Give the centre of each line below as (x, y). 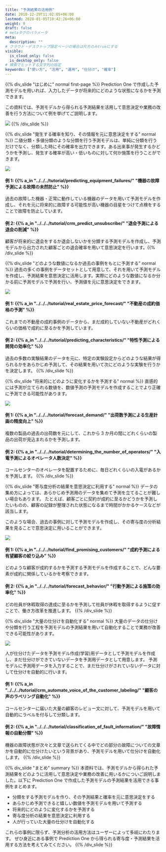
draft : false (19, 28)
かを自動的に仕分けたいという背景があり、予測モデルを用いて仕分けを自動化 (83, 751)
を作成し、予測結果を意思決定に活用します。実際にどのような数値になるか (81, 276)
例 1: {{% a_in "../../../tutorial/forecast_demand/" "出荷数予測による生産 (79, 415)
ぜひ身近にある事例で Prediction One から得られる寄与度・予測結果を (85, 839)
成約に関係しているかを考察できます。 (52, 574)
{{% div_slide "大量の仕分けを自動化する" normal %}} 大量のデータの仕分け (82, 621)
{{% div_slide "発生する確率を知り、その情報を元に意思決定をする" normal (81, 134)
